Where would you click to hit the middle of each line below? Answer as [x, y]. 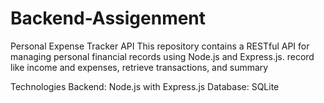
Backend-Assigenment [108, 18]
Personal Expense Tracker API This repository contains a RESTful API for [160, 46]
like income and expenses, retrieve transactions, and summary [139, 67]
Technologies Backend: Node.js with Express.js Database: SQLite [145, 86]
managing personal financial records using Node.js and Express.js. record [162, 56]
